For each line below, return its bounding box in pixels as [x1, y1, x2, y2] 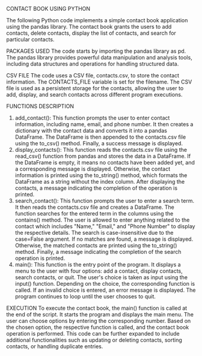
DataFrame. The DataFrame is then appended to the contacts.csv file [14, 133, 186, 140]
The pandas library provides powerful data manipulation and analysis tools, [6, 54, 192, 61]
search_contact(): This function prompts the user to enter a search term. [14, 198, 194, 204]
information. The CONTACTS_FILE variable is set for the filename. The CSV [6, 78, 192, 85]
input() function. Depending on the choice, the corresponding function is [14, 280, 195, 287]
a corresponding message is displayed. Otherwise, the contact [14, 165, 170, 172]
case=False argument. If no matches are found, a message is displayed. [14, 235, 194, 243]
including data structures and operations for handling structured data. [6, 60, 179, 67]
